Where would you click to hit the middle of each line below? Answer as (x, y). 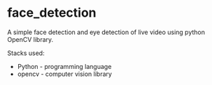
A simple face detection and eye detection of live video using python (106, 32)
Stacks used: (26, 53)
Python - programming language (64, 66)
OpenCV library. (30, 39)
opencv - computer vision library (64, 74)
